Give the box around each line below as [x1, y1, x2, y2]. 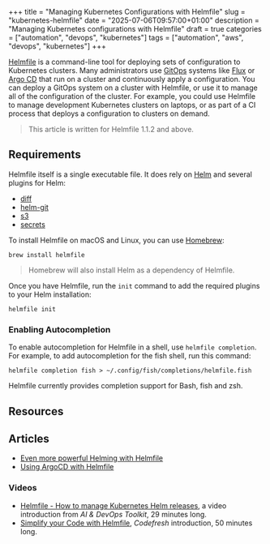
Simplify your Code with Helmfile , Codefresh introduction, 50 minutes [19, 518, 253, 528]
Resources [8, 405, 64, 418]
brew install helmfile [8, 251, 85, 259]
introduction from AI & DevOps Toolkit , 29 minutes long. [19, 509, 207, 519]
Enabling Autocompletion [8, 323, 111, 335]
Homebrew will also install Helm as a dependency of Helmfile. [28, 265, 235, 275]
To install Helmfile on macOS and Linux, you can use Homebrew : [8, 235, 225, 245]
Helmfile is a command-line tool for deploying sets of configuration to [8, 57, 241, 66]
